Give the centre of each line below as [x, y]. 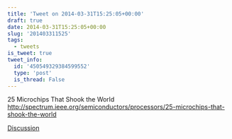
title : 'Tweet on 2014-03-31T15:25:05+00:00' [76, 14]
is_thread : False [39, 79]
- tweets [27, 47]
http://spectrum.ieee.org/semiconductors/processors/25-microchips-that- [116, 107]
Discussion [23, 128]
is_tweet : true [30, 54]
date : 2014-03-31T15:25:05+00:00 [57, 27]
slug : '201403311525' [39, 34]
